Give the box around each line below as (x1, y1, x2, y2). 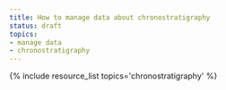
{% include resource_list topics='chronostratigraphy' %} (9, 70, 218, 81)
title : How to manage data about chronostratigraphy (9, 12, 211, 22)
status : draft (9, 21, 63, 30)
